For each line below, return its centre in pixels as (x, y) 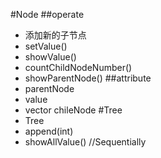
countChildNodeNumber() (78, 67)
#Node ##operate (47, 14)
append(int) (49, 131)
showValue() (50, 57)
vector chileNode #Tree (73, 110)
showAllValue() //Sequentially (85, 142)
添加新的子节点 (55, 35)
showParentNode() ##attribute (88, 78)
